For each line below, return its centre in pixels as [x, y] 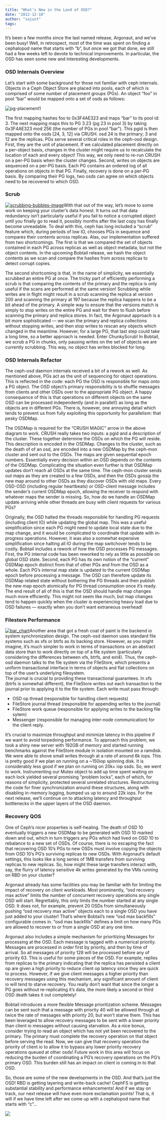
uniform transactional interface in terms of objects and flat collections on [80, 668]
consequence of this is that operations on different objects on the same [78, 397]
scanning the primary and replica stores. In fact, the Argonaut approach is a [83, 315]
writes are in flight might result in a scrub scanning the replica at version [79, 294]
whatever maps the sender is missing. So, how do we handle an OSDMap [80, 497]
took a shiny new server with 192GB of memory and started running [74, 746]
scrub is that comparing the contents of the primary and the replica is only [81, 283]
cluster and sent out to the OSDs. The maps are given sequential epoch [78, 455]
